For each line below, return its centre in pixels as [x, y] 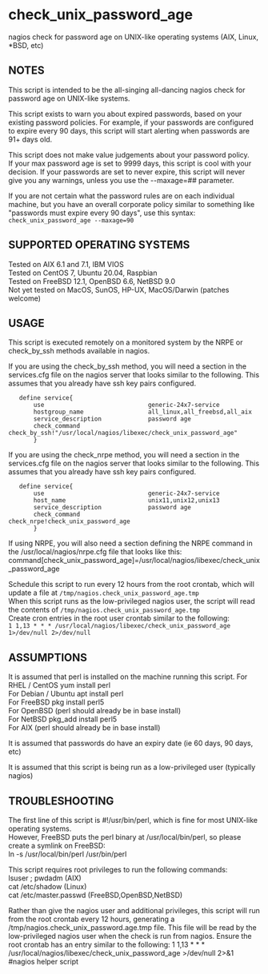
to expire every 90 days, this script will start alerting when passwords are [129, 130]
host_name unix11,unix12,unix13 [126, 501]
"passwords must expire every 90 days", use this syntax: [102, 213]
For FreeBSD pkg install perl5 [56, 702]
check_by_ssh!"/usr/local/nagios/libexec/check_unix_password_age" [123, 433]
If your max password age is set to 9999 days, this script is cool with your [130, 163]
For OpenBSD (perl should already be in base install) [95, 711]
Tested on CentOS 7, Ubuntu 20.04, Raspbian [83, 273]
